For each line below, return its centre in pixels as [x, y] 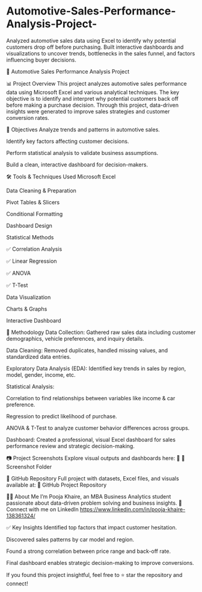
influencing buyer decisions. [41, 60]
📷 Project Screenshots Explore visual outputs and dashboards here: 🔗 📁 [96, 458]
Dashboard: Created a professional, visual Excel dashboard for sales [91, 439]
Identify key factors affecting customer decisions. [68, 141]
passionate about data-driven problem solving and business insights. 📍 [94, 503]
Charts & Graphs [27, 309]
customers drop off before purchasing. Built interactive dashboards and [95, 47]
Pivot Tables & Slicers [33, 202]
